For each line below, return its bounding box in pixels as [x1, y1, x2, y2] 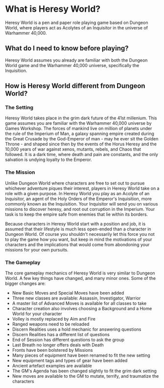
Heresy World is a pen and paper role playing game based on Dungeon [5, 20, 148, 25]
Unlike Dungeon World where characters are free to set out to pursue [5, 180, 145, 186]
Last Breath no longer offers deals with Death [12, 342, 104, 348]
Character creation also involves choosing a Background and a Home [12, 306, 152, 312]
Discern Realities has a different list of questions [12, 332, 110, 338]
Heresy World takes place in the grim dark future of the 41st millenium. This [5, 115, 157, 121]
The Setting [5, 104, 33, 111]
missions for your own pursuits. [5, 247, 69, 252]
